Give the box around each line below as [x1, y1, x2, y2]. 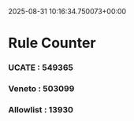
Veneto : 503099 [8, 83, 75, 94]
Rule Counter [8, 35, 96, 52]
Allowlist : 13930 [8, 104, 73, 115]
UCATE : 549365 [8, 62, 73, 73]
